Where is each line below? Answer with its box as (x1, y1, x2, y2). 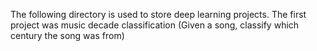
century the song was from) (10, 30, 125, 41)
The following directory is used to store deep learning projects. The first (10, 9, 307, 20)
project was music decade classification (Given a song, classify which (10, 19, 300, 31)
